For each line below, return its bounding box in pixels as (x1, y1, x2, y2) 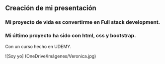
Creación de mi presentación (5, 4, 97, 12)
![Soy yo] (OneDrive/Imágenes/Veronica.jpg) (5, 53, 96, 59)
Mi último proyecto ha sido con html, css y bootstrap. (5, 32, 136, 39)
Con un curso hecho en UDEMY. (5, 43, 72, 49)
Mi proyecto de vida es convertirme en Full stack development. (5, 19, 161, 26)
